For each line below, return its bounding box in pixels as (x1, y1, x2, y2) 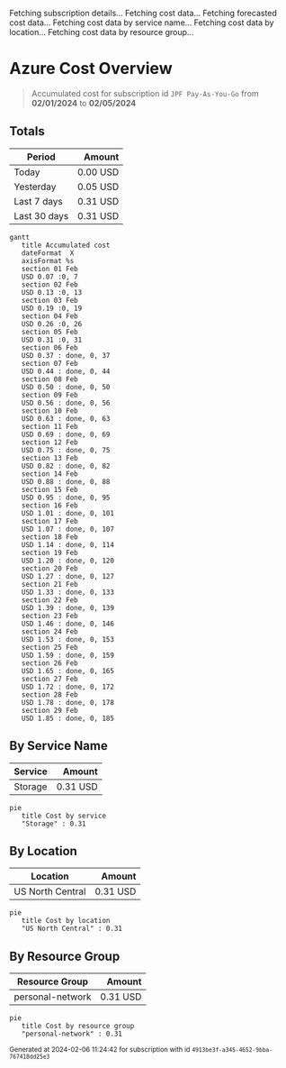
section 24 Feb (21, 626, 78, 636)
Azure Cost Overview (9, 59, 173, 79)
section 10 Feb (21, 406, 78, 415)
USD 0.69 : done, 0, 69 (21, 430, 111, 439)
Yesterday (13, 180, 57, 193)
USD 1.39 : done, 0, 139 (21, 603, 115, 612)
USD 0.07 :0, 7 (21, 272, 78, 281)
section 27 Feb (21, 674, 78, 683)
